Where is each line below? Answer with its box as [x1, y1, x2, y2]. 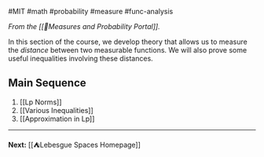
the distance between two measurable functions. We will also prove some [8, 46, 247, 54]
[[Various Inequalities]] [19, 105, 94, 115]
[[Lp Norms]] [19, 97, 62, 107]
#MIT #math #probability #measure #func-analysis [8, 7, 174, 16]
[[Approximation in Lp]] [19, 114, 95, 123]
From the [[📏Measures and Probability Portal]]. [8, 22, 161, 31]
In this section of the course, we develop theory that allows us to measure [8, 37, 247, 46]
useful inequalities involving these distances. [8, 54, 153, 63]
